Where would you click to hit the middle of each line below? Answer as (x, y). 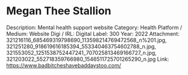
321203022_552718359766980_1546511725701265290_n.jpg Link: (88, 59)
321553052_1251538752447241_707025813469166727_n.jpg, (82, 52)
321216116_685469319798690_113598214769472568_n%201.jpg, (86, 40)
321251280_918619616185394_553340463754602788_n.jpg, (81, 46)
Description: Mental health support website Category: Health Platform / (94, 27)
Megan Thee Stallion (59, 11)
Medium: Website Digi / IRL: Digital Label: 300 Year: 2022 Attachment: (93, 33)
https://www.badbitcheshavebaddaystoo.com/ (64, 65)
